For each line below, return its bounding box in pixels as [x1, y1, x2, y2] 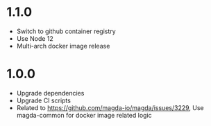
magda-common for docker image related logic [16, 111, 152, 119]
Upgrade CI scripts [16, 96, 71, 105]
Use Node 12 [16, 34, 53, 42]
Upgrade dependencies [16, 89, 85, 97]
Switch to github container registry [16, 27, 116, 35]
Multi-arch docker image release [16, 42, 110, 50]
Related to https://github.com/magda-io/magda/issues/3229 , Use [16, 103, 204, 111]
